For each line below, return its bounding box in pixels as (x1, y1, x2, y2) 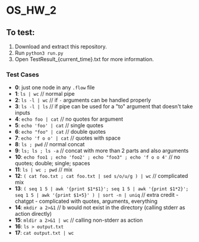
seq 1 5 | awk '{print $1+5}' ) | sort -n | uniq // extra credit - (14, 191, 179, 199)
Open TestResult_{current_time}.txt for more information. (14, 56, 154, 62)
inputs (14, 109, 31, 117)
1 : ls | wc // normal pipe (14, 90, 75, 98)
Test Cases (6, 70, 40, 78)
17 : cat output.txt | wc (14, 230, 74, 237)
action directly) (14, 210, 52, 218)
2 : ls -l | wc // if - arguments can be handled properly (14, 96, 151, 104)
